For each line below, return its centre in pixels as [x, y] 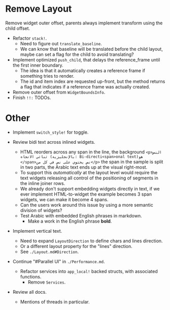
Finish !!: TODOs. [32, 98]
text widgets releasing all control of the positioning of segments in [89, 178]
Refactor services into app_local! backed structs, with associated [89, 271]
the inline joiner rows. [43, 183]
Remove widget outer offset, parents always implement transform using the [84, 23]
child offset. [18, 28]
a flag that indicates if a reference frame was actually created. [85, 86]
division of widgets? [41, 210]
